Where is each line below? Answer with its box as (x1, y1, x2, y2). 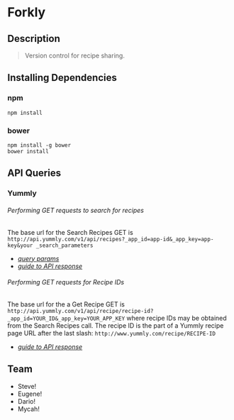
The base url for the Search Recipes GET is (7, 228, 133, 236)
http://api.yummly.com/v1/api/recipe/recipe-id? (7, 307, 154, 314)
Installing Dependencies (7, 72, 117, 84)
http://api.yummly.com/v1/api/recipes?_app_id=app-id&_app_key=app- (7, 236, 214, 243)
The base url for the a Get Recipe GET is (7, 299, 126, 309)
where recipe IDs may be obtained (126, 314, 227, 322)
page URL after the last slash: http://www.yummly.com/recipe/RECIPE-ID (7, 328, 216, 337)
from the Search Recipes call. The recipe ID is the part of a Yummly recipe (7, 321, 224, 330)
